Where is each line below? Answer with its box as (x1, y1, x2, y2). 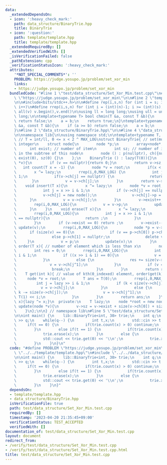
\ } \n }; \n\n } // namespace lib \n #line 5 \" (14, 309, 112, 313)
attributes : (9, 68, 35, 73)
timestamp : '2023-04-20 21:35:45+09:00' (9, 415, 94, 420)
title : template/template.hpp (14, 40, 77, 45)
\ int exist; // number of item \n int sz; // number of (14, 147, 159, 152)
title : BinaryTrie (14, 26, 52, 31)
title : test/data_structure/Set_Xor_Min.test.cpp (5, 452, 110, 457)
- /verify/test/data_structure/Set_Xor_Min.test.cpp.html (5, 448, 128, 453)
